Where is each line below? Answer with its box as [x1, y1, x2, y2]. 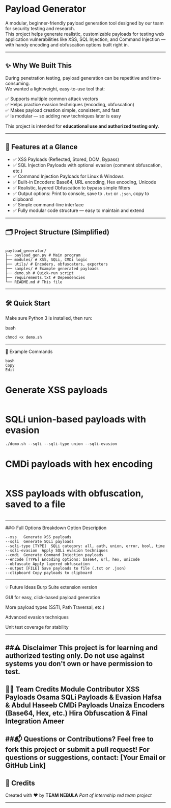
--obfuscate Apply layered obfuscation [5, 561, 90, 566]
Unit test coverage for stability [5, 624, 69, 630]
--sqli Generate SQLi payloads [5, 539, 74, 544]
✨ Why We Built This [5, 61, 72, 70]
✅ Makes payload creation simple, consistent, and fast [5, 107, 120, 113]
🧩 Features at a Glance [5, 142, 78, 151]
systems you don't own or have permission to [5, 659, 153, 668]
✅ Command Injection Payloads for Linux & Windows [12, 173, 124, 179]
